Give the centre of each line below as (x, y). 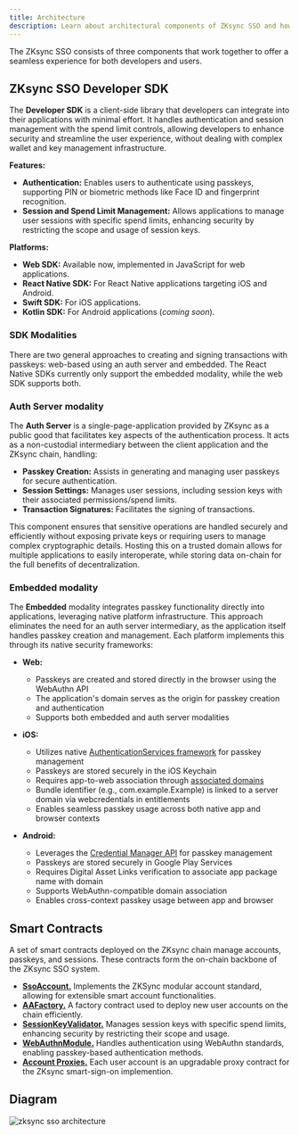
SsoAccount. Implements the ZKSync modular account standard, (142, 986)
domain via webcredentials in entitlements (113, 799)
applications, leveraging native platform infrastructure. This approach (136, 617)
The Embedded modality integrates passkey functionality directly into (137, 607)
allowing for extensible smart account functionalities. (119, 996)
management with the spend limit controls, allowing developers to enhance (147, 129)
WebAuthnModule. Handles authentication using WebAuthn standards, (153, 1043)
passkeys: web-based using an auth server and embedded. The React (138, 364)
